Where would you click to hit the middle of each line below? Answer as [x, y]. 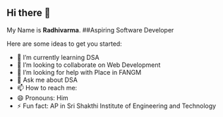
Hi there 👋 [29, 13]
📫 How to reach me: [47, 87]
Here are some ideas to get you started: [65, 44]
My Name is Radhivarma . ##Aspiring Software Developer [90, 30]
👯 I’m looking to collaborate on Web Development [89, 65]
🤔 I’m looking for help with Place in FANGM [79, 72]
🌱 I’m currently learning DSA [58, 57]
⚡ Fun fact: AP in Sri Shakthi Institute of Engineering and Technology [116, 106]
